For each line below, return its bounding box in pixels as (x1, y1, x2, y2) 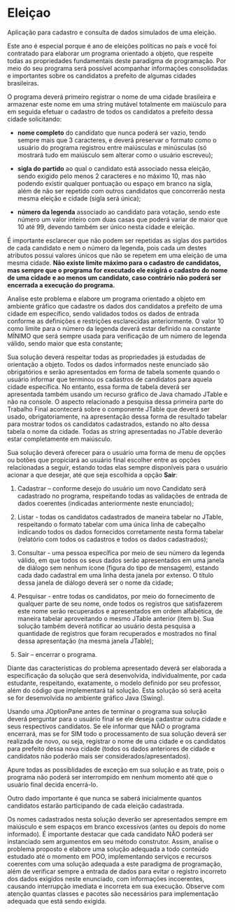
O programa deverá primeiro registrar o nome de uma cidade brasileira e (7, 93, 217, 101)
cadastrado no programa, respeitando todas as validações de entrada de (17, 491, 228, 500)
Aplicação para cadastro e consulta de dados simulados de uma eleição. (7, 28, 217, 36)
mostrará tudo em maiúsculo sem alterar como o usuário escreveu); (17, 151, 213, 159)
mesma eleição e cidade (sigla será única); (17, 194, 141, 203)
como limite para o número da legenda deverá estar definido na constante (7, 324, 221, 332)
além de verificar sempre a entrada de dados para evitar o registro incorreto (7, 867, 227, 876)
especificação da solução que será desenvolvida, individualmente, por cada (7, 671, 227, 679)
